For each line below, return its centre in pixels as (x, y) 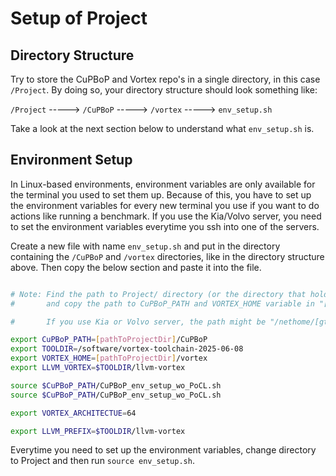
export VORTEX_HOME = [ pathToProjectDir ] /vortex (109, 358)
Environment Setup (71, 160)
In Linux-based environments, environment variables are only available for (163, 184)
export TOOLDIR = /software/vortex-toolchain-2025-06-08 (127, 349)
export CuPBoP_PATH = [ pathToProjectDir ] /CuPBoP (109, 340)
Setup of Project (79, 18)
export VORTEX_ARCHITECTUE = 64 (73, 413)
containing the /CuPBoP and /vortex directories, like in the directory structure (167, 256)
